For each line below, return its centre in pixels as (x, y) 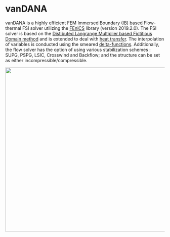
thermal (13, 28)
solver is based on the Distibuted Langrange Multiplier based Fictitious (79, 33)
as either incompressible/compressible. (46, 60)
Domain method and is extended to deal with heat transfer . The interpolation (85, 39)
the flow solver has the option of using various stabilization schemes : (78, 50)
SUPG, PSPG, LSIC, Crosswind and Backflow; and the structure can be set (83, 55)
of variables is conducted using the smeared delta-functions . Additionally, (82, 44)
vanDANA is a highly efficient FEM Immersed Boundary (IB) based (74, 23)
